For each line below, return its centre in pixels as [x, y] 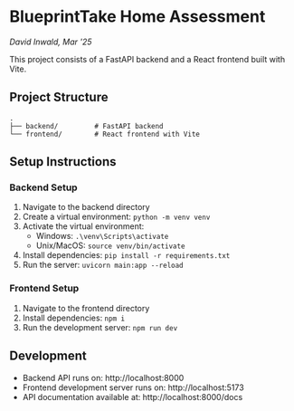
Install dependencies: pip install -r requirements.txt [126, 255]
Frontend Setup [44, 289]
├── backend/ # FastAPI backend [87, 126]
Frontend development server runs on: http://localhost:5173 [133, 387]
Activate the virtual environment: [83, 226]
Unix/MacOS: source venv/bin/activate [110, 245]
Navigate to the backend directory [86, 207]
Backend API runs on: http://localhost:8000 [103, 378]
